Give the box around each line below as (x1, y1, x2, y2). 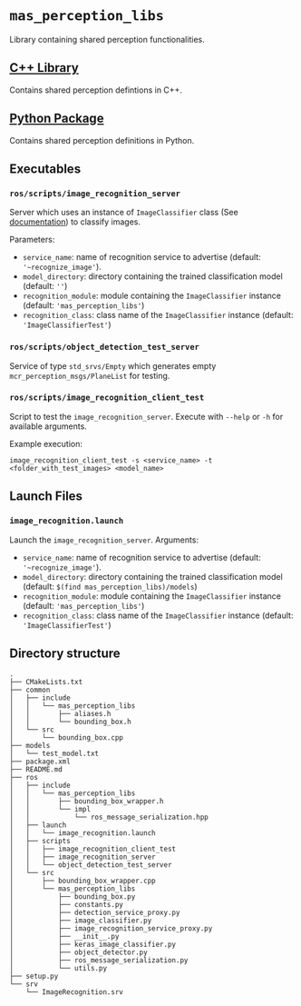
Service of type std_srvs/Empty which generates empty (9, 360, 217, 371)
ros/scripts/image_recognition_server (9, 188, 181, 198)
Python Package (9, 111, 104, 126)
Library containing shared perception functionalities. (9, 34, 206, 45)
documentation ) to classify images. (9, 216, 141, 227)
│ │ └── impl (9, 805, 92, 814)
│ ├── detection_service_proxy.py (9, 908, 180, 918)
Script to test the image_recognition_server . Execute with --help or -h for (9, 411, 284, 422)
